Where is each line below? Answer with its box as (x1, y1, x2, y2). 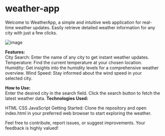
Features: (5, 49, 26, 55)
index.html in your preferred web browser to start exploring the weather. (5, 110, 152, 116)
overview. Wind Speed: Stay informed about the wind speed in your (5, 70, 142, 76)
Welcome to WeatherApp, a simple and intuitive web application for (5, 19, 141, 25)
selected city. (5, 75, 33, 81)
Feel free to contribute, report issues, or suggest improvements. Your (5, 120, 145, 126)
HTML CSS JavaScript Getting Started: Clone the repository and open (5, 105, 147, 111)
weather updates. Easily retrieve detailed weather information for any (15, 24, 156, 30)
